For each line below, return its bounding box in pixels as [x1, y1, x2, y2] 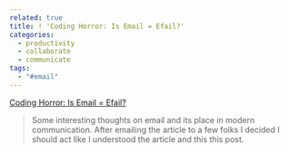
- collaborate [17, 47, 71, 56]
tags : [9, 64, 30, 73]
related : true [9, 13, 64, 23]
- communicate [17, 55, 71, 64]
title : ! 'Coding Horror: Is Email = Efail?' [9, 22, 184, 31]
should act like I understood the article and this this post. [31, 133, 244, 145]
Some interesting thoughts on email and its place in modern [31, 114, 255, 125]
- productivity [17, 38, 75, 48]
